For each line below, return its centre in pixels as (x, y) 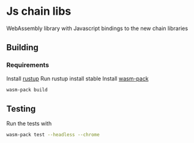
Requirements (28, 65)
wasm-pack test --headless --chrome (53, 135)
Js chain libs (39, 11)
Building (22, 48)
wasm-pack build (27, 90)
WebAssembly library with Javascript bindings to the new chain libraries (97, 28)
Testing (21, 109)
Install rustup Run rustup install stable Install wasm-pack (77, 79)
